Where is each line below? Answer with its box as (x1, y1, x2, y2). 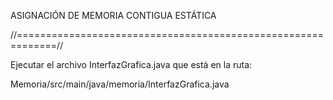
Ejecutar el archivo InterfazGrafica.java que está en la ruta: (10, 59, 253, 70)
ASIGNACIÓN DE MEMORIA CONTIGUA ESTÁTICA (10, 10, 217, 21)
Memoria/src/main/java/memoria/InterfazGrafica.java (10, 78, 230, 90)
